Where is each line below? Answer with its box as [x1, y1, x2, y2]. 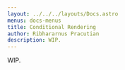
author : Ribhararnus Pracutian [7, 30, 100, 37]
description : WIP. [7, 37, 61, 44]
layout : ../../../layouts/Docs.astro [7, 10, 119, 18]
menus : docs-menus [7, 17, 61, 24]
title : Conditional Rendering [7, 23, 97, 30]
